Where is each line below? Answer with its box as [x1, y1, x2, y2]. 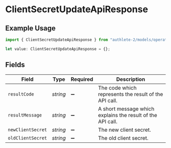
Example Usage [5, 24, 56, 33]
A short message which [98, 105, 155, 112]
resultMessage [8, 112, 42, 118]
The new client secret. [98, 126, 151, 133]
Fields [5, 61, 25, 69]
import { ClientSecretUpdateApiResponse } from [5, 37, 108, 42]
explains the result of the [98, 111, 157, 119]
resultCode [8, 91, 34, 97]
